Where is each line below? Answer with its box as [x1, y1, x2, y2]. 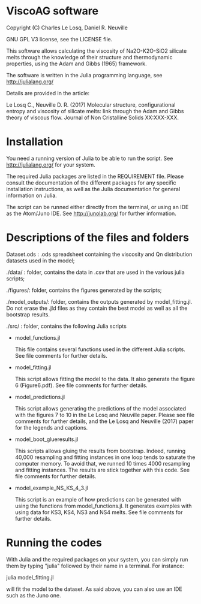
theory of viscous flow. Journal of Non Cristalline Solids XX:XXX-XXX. [6, 114, 179, 121]
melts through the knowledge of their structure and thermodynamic [6, 53, 173, 61]
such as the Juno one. [6, 591, 61, 599]
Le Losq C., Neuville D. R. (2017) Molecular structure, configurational [6, 101, 176, 108]
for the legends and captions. [14, 424, 88, 431]
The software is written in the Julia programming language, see [6, 71, 163, 78]
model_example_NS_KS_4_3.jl [14, 484, 88, 491]
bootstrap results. [6, 310, 50, 318]
